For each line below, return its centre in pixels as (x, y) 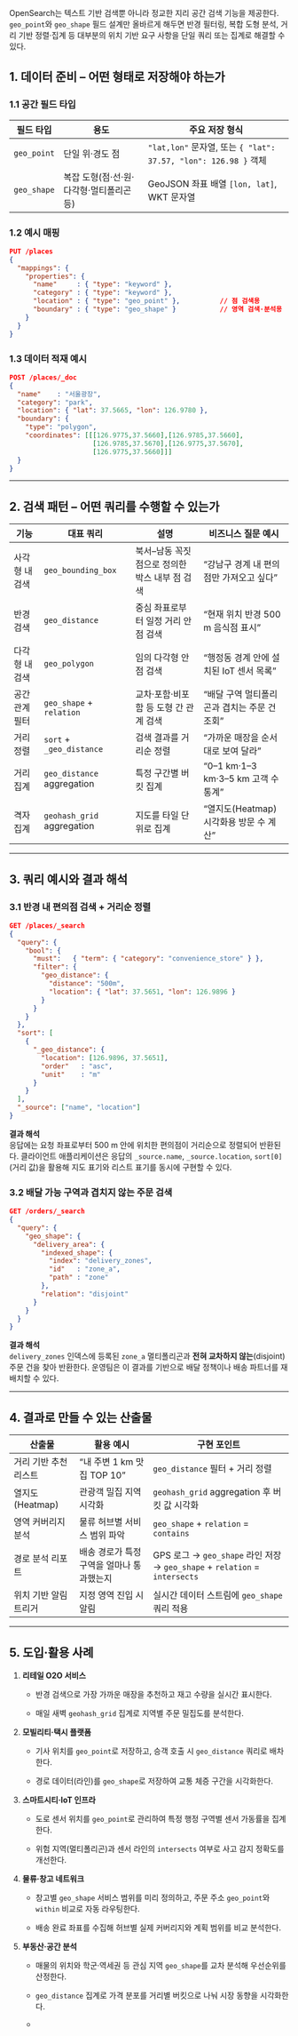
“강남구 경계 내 (232, 564)
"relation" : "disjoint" (85, 1294)
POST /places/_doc (43, 377)
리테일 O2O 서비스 (54, 1675)
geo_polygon (69, 664)
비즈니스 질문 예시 (243, 534)
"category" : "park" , (55, 403)
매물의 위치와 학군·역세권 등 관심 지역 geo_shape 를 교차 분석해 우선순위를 (161, 1965)
